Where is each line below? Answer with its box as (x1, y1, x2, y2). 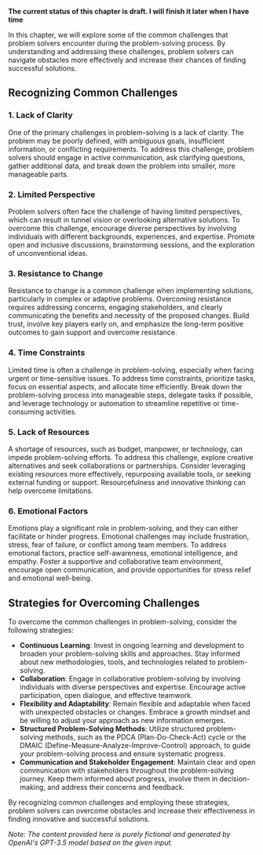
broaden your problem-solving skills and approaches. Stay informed (19, 649, 241, 658)
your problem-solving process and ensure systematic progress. (19, 749, 226, 758)
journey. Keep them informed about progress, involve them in (19, 773, 218, 784)
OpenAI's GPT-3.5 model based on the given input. (8, 838, 173, 847)
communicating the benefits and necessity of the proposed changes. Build (8, 311, 250, 320)
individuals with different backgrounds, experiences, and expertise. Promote (8, 232, 255, 241)
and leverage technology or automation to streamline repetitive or (8, 398, 221, 407)
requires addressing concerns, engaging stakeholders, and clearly (8, 302, 223, 312)
